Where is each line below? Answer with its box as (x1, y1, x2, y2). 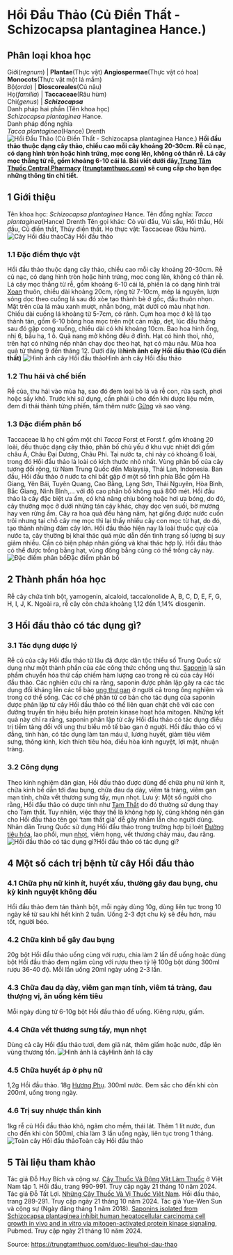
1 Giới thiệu (7, 191, 56, 203)
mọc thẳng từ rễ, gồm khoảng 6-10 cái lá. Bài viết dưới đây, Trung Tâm (7, 157, 211, 165)
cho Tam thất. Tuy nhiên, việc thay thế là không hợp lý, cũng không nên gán (7, 808, 225, 816)
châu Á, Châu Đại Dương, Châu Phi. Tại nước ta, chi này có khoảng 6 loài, (7, 449, 217, 458)
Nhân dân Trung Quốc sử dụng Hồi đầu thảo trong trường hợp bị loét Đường (7, 822, 225, 831)
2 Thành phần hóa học (7, 574, 106, 586)
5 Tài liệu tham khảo (7, 1157, 96, 1169)
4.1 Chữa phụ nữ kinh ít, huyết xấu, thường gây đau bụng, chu (7, 878, 218, 888)
